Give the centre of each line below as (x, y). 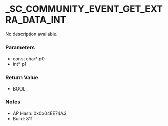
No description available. (31, 34)
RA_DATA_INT (36, 20)
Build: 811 (23, 118)
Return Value (22, 78)
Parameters (20, 47)
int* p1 (19, 64)
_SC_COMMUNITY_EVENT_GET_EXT (84, 9)
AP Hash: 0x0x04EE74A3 (39, 113)
